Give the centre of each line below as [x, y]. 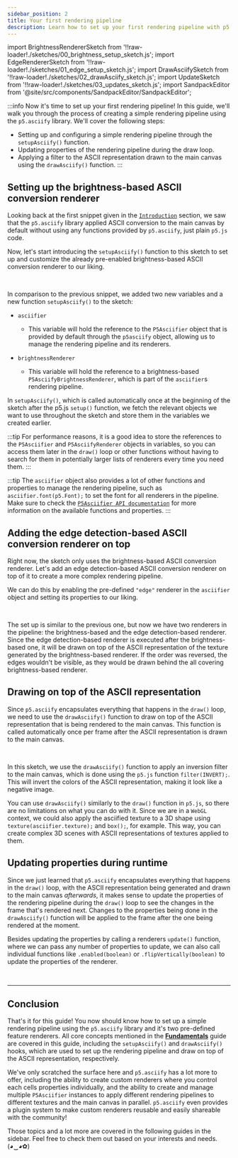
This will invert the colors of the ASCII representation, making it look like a [115, 782]
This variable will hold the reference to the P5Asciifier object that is [128, 329]
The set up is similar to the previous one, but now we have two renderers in [117, 625]
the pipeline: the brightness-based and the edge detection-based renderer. [117, 632]
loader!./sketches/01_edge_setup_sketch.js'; [72, 70]
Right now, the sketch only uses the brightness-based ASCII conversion [112, 561]
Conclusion [33, 1004]
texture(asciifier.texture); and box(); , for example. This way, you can [114, 825]
